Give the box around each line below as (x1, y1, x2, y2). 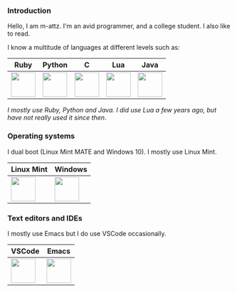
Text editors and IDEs (7, 213, 83, 223)
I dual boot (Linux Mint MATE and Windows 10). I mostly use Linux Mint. (7, 147, 217, 156)
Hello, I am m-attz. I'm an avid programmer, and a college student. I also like (7, 22, 231, 31)
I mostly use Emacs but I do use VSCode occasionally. (7, 229, 167, 238)
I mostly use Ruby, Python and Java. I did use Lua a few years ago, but (7, 106, 217, 114)
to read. (7, 29, 31, 38)
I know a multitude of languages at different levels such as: (7, 43, 180, 52)
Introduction (7, 6, 51, 16)
